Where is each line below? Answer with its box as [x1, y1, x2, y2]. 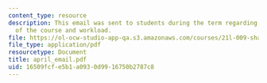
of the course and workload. [15, 26, 112, 34]
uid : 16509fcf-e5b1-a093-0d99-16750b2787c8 [8, 63, 155, 71]
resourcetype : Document [8, 48, 87, 56]
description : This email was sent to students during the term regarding [8, 19, 258, 27]
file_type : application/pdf [8, 41, 102, 49]
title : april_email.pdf [8, 56, 87, 64]
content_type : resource [8, 11, 87, 20]
